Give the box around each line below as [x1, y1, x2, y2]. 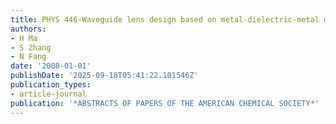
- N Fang [10, 52, 47, 62]
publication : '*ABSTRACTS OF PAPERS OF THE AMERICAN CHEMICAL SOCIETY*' [10, 98, 320, 108]
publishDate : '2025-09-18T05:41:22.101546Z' [10, 71, 199, 81]
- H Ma [10, 33, 38, 43]
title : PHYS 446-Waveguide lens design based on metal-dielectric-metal [10, 14, 320, 25]
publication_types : [10, 80, 92, 90]
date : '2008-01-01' [10, 61, 92, 71]
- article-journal [10, 89, 87, 99]
